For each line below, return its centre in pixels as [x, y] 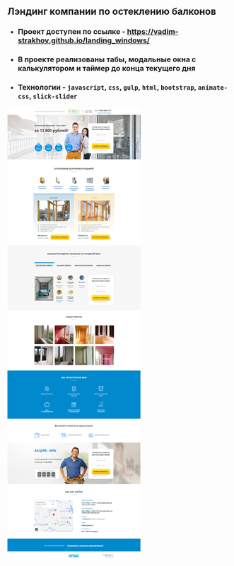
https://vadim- [153, 32]
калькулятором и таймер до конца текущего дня [106, 69]
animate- [213, 88]
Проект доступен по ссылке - [71, 32]
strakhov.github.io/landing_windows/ [83, 40]
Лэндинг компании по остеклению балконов [112, 12]
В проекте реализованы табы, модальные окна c [107, 59]
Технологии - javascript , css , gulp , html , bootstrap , [107, 88]
